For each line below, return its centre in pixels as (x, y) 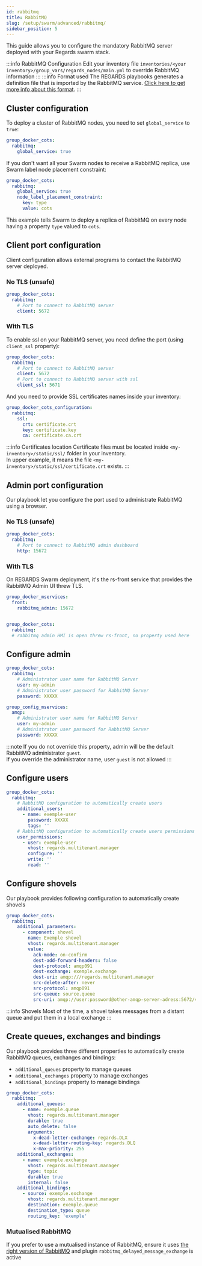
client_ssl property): (33, 346)
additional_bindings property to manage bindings (77, 1082)
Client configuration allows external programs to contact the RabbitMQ (94, 260)
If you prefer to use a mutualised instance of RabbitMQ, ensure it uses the (97, 1244)
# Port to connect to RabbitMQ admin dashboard (78, 546)
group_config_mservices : (37, 707)
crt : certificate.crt (49, 424)
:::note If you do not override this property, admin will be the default (90, 746)
